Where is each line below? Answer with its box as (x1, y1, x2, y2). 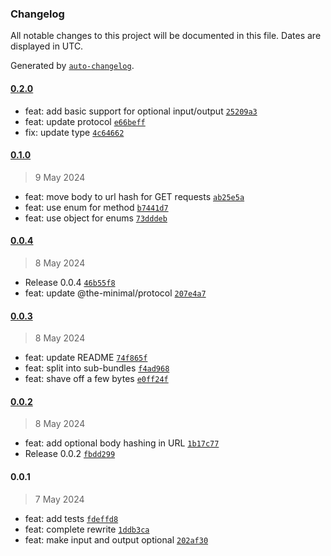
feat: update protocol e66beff (24, 115, 146, 127)
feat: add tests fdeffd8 (24, 512, 119, 524)
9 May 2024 (34, 171, 86, 183)
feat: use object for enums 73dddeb (24, 212, 168, 224)
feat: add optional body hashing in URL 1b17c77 (24, 437, 220, 449)
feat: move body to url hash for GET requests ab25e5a (24, 190, 245, 202)
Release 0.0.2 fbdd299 (24, 448, 116, 460)
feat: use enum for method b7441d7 (24, 201, 169, 213)
